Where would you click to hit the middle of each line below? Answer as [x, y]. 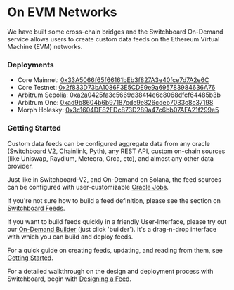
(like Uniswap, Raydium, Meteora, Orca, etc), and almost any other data [111, 158]
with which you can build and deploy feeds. [70, 237]
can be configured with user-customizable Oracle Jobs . [88, 187]
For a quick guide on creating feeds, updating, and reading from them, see [115, 250]
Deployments [31, 65]
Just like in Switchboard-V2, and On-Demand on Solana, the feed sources [114, 179]
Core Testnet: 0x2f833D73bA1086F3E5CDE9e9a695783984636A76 [116, 88]
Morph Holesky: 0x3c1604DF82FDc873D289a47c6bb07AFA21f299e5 [118, 110]
